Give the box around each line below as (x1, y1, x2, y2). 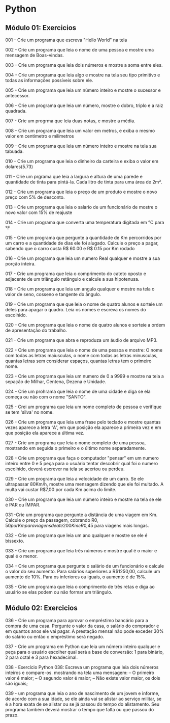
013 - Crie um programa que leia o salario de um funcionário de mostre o (5, 204, 158, 210)
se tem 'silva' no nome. (5, 409, 54, 415)
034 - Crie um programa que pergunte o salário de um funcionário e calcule (5, 563, 164, 569)
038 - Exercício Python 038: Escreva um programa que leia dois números (5, 664, 159, 670)
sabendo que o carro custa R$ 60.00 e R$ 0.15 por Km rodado (5, 246, 135, 251)
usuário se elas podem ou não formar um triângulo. (5, 589, 113, 595)
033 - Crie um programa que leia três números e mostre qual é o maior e (5, 548, 157, 553)
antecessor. (5, 93, 30, 98)
